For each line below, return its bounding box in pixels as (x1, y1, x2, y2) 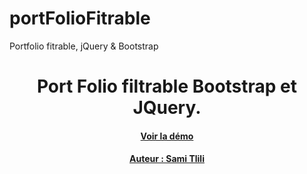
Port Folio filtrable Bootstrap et (36, 75, 298, 98)
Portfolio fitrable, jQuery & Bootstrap (9, 40, 159, 52)
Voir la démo (140, 130, 194, 142)
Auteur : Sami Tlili (129, 153, 205, 165)
